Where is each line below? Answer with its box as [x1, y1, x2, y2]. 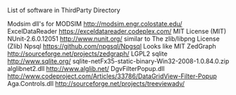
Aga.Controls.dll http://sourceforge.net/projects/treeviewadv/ [7, 80, 185, 87]
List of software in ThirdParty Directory [7, 6, 121, 14]
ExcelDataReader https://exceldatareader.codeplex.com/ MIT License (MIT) [7, 27, 227, 35]
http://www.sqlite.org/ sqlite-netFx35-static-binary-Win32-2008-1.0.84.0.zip [7, 57, 230, 65]
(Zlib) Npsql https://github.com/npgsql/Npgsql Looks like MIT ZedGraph [7, 42, 216, 50]
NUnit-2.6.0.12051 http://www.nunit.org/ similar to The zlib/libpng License [7, 34, 220, 43]
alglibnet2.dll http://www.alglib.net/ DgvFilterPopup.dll [7, 65, 165, 72]
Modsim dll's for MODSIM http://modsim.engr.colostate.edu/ [7, 20, 182, 27]
